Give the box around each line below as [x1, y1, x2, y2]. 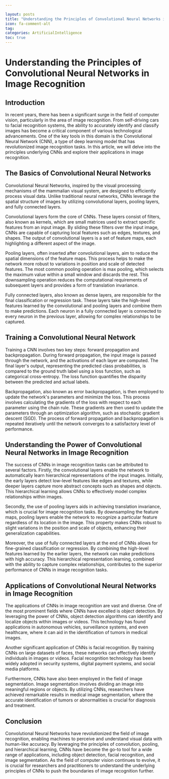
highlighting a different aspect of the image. [5, 240, 96, 246]
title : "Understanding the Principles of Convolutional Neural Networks [5, 16, 161, 22]
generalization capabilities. [5, 530, 61, 536]
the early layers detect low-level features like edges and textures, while [5, 478, 153, 484]
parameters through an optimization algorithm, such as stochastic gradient [5, 410, 160, 416]
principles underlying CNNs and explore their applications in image [5, 149, 144, 155]
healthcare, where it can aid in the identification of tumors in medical [5, 629, 148, 635]
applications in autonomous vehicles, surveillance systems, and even [5, 624, 148, 630]
